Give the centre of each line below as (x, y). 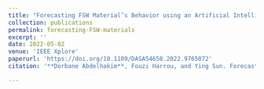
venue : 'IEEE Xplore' (44, 52)
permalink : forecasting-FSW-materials (71, 30)
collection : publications (50, 23)
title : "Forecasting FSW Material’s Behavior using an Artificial (119, 15)
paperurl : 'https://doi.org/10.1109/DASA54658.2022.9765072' (110, 59)
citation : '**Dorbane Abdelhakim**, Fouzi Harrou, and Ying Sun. (117, 66)
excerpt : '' (27, 37)
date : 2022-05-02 (37, 44)
